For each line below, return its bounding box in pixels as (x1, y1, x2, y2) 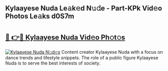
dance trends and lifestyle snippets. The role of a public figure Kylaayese (5, 55, 159, 60)
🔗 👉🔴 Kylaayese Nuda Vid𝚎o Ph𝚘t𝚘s (5, 33, 126, 42)
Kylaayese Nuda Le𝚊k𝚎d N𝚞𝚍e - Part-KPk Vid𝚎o (5, 4, 162, 13)
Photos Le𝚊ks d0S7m (5, 12, 75, 21)
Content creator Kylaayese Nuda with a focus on (61, 49, 163, 55)
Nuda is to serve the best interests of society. (5, 60, 101, 66)
